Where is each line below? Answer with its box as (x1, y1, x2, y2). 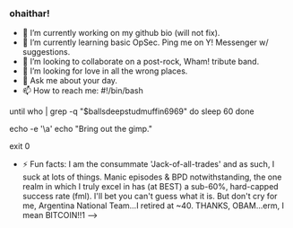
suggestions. (22, 47, 71, 57)
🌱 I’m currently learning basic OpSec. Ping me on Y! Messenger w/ (22, 37, 269, 48)
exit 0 (9, 141, 30, 152)
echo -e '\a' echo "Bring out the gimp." (9, 124, 152, 135)
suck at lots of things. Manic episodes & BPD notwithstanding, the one (22, 171, 282, 182)
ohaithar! (9, 7, 51, 20)
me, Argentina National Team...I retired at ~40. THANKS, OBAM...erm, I (22, 200, 285, 211)
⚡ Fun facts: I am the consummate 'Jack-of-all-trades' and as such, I (22, 159, 275, 170)
